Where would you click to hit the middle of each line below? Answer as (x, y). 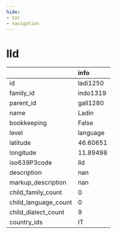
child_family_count (36, 192)
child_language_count (41, 202)
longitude (23, 153)
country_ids (26, 222)
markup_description (38, 183)
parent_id (23, 103)
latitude (20, 143)
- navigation (23, 23)
